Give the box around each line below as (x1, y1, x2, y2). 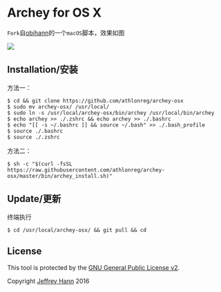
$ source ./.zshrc (7, 134, 60, 140)
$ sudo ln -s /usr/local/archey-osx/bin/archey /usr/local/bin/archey (7, 109, 215, 116)
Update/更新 (7, 193, 61, 205)
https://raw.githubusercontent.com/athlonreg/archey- (7, 166, 166, 174)
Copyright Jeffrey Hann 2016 (7, 277, 90, 285)
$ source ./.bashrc (7, 127, 64, 134)
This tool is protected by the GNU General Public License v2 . (7, 264, 180, 272)
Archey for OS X (7, 5, 102, 21)
